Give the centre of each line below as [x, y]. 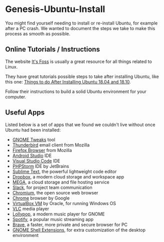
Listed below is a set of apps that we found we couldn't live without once [80, 124]
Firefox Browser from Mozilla [42, 150]
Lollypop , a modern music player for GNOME [58, 214]
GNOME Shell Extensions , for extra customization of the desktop [79, 230]
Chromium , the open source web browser [55, 192]
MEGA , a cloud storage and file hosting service [61, 182]
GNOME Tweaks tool [34, 139]
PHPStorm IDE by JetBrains [41, 166]
